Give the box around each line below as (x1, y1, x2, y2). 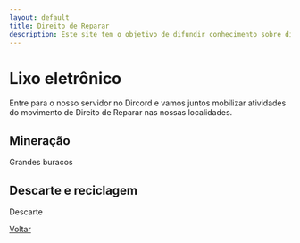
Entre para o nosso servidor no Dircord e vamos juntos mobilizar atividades (9, 97, 287, 108)
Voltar (9, 223, 31, 234)
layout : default (9, 13, 70, 22)
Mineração (9, 133, 71, 148)
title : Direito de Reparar (9, 21, 110, 30)
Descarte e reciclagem (9, 182, 138, 197)
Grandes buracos (9, 157, 73, 168)
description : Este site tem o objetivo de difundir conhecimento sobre (9, 29, 281, 38)
